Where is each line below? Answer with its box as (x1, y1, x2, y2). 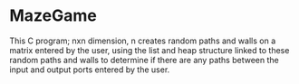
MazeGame (9, 5, 97, 26)
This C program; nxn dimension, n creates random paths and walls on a (9, 35, 276, 46)
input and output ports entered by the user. (9, 64, 170, 75)
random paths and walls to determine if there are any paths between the (9, 54, 279, 65)
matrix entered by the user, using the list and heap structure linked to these (9, 44, 290, 55)
